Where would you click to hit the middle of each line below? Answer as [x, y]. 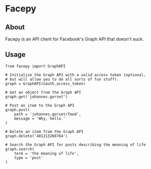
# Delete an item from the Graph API [44, 132]
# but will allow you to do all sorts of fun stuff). [62, 79]
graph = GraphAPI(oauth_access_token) [45, 84]
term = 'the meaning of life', [47, 153]
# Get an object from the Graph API [43, 92]
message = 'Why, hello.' [40, 118]
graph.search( [20, 149]
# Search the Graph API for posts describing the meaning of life [75, 145]
